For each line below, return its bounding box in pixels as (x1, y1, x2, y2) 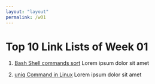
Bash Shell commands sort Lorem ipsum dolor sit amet (14, 60, 149, 67)
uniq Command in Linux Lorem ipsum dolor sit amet (14, 71, 142, 78)
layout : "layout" (5, 8, 49, 15)
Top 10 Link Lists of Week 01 (5, 40, 148, 54)
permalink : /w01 (5, 14, 46, 20)
